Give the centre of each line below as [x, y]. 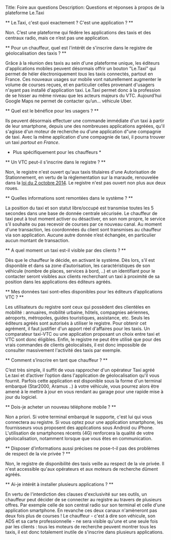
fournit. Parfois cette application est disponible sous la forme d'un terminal [83, 381]
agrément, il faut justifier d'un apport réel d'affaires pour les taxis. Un [78, 329]
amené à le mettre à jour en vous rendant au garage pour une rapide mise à [84, 391]
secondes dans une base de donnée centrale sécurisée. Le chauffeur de [81, 213]
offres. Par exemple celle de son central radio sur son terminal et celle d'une [85, 505]
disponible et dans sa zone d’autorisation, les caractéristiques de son [78, 265]
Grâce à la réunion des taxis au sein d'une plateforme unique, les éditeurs [82, 63]
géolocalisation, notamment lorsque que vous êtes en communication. [79, 438]
